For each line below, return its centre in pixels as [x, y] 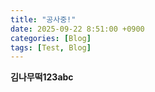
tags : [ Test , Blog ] [51, 47]
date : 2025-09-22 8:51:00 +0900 [77, 29]
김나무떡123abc [42, 77]
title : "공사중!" [43, 19]
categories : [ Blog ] [51, 38]
